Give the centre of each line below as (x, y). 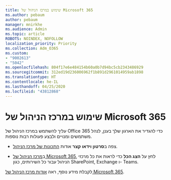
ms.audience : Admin (26, 29)
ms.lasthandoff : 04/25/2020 (35, 86)
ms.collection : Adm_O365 (32, 48)
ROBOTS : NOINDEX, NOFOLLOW (34, 39)
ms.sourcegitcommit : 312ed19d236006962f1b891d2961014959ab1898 (74, 73)
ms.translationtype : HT (31, 77)
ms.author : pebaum (25, 15)
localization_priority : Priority (41, 44)
